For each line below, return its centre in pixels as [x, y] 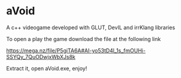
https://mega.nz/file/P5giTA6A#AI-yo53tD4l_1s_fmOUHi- [76, 50]
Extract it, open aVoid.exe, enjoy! [47, 68]
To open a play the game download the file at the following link [84, 39]
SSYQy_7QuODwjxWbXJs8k [41, 57]
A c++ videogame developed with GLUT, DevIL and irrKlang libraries [91, 27]
